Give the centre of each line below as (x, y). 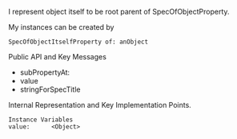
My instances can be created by (61, 27)
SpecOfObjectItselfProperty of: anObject (78, 42)
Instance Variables (41, 120)
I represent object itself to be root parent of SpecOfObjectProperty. (119, 12)
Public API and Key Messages (57, 57)
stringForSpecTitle (50, 89)
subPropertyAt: (45, 72)
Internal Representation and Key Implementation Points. (100, 105)
